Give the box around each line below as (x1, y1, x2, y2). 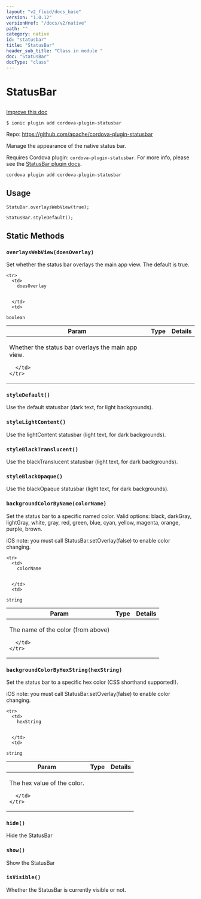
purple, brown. (6, 525, 42, 532)
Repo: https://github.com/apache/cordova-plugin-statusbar (6, 130, 153, 138)
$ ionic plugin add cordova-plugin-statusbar (6, 120, 121, 126)
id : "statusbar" (6, 37, 47, 43)
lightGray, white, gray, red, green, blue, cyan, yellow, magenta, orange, (6, 519, 181, 526)
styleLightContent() (6, 419, 66, 425)
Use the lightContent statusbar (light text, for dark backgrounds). (6, 431, 166, 438)
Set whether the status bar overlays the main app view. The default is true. (6, 261, 190, 268)
